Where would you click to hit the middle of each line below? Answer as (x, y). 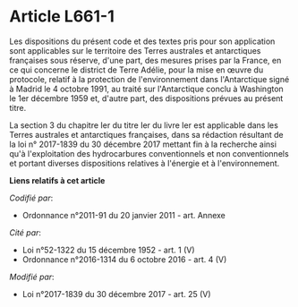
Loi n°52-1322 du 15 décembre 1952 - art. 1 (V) (108, 250)
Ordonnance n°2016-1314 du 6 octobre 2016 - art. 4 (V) (124, 259)
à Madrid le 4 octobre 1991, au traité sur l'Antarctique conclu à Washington (146, 89)
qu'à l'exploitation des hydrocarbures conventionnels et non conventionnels (149, 153)
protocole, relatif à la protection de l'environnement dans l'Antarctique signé (149, 79)
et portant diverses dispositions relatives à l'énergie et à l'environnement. (145, 163)
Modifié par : (32, 277)
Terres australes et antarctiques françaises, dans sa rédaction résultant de (146, 134)
